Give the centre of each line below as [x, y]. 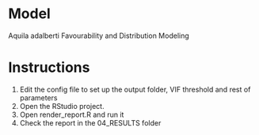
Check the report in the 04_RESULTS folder [90, 122]
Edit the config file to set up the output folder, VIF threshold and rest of [135, 89]
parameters [38, 97]
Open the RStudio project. [62, 106]
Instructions [49, 67]
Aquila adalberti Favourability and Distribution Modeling [99, 36]
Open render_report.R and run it [72, 114]
